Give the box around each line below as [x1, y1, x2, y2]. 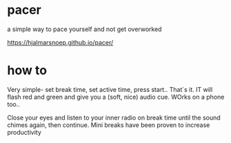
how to [7, 63, 47, 78]
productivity [7, 128, 41, 136]
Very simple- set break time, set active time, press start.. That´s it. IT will [7, 85, 213, 93]
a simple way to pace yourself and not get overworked [7, 25, 162, 33]
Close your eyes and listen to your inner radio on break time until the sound [7, 113, 221, 122]
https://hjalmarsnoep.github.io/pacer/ [7, 38, 114, 46]
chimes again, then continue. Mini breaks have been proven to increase [7, 120, 210, 129]
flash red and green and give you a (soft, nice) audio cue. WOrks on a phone [7, 93, 225, 101]
